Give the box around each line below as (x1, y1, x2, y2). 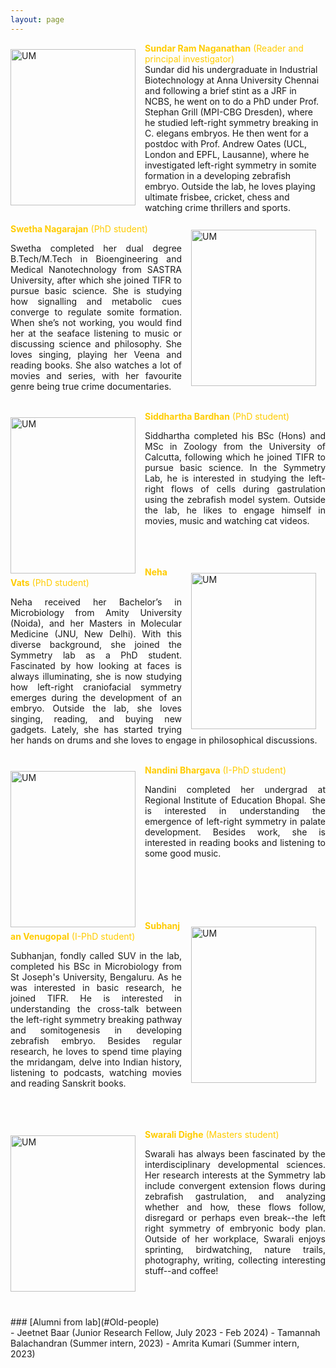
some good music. (144, 847, 222, 859)
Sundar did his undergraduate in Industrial (144, 63, 318, 75)
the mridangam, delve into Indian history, (10, 1056, 182, 1068)
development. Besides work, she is (144, 826, 326, 838)
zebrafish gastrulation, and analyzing (144, 1190, 326, 1202)
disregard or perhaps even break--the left (144, 1211, 326, 1223)
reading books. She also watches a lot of (10, 359, 182, 371)
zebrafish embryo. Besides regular (10, 1034, 182, 1046)
